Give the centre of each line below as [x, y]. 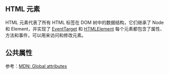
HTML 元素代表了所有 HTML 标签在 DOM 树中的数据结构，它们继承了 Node [84, 22]
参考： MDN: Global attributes [36, 66]
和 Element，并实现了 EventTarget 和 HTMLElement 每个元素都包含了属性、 [85, 29]
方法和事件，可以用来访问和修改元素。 [46, 35]
